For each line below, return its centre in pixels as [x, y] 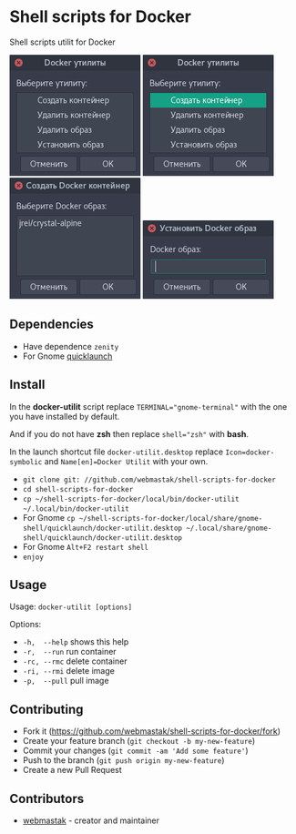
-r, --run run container [69, 652]
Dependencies [51, 325]
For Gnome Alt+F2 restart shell [85, 546]
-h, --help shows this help [76, 642]
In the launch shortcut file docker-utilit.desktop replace [117, 452]
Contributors [47, 798]
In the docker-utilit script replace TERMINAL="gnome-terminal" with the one [148, 406]
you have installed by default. [65, 416]
